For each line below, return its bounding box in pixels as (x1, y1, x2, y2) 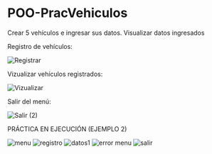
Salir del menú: (7, 97, 51, 106)
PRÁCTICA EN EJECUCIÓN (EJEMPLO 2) (7, 124, 127, 133)
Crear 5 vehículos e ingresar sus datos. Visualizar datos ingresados (7, 28, 205, 37)
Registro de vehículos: (7, 42, 73, 50)
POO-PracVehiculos (7, 5, 128, 21)
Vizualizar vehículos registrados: (7, 70, 103, 78)
